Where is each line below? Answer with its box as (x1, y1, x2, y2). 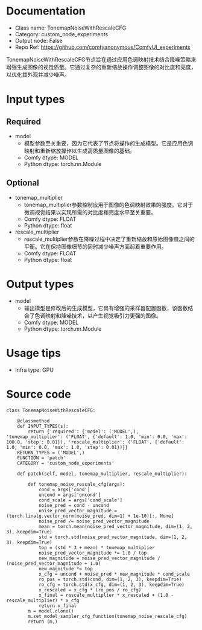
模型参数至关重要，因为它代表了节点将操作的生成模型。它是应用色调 (24, 139, 194, 147)
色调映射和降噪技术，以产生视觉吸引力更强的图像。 (34, 312, 162, 319)
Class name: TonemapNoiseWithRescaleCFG (14, 24, 127, 31)
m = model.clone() (28, 608, 74, 614)
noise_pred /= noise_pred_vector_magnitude (38, 518, 150, 524)
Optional (6, 178, 39, 188)
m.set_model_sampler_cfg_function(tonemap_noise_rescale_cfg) (28, 613, 188, 619)
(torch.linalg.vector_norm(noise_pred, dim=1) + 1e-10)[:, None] (6, 513, 174, 519)
